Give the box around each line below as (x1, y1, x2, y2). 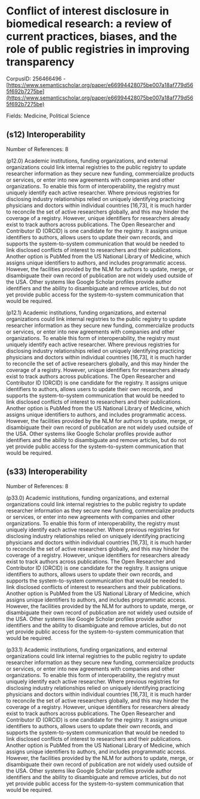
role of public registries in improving (6, 43, 190, 56)
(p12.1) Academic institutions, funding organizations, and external (6, 309, 167, 316)
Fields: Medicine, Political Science (6, 112, 91, 119)
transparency (6, 55, 75, 69)
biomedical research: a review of (6, 17, 172, 31)
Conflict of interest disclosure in (6, 4, 169, 18)
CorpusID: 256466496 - (6, 75, 66, 82)
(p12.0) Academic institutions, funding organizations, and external (6, 157, 168, 164)
